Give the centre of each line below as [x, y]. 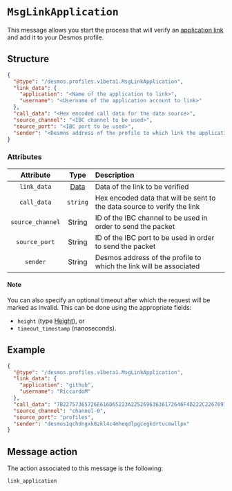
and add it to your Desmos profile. [56, 37]
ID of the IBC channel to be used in [151, 218]
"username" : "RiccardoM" [55, 392]
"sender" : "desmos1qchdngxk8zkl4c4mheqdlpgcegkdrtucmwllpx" [101, 424]
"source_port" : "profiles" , [54, 417]
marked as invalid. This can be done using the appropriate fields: [99, 307]
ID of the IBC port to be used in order [155, 237]
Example [26, 350]
